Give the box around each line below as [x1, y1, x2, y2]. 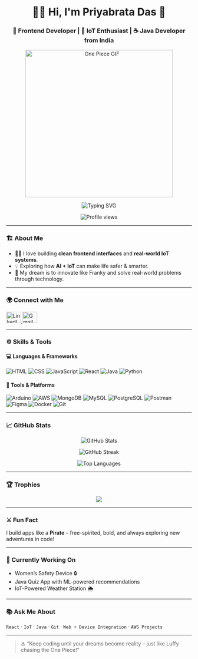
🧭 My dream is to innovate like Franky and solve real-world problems [14, 269, 181, 276]
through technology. [14, 275, 64, 282]
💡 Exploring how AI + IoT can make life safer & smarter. [14, 262, 149, 269]
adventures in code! [6, 536, 55, 543]
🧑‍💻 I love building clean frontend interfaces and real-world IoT [14, 250, 169, 257]
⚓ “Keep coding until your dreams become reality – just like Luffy [20, 640, 179, 647]
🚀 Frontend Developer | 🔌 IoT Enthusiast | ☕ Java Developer [12, 27, 186, 35]
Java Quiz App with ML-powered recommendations [14, 578, 140, 585]
